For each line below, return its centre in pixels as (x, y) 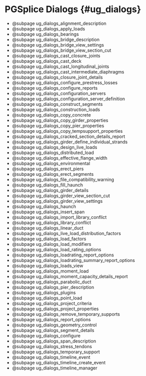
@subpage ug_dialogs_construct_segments (57, 104)
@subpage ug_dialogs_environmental (51, 163)
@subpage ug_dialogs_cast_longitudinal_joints (61, 66)
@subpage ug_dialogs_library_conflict (52, 222)
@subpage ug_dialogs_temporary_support (56, 352)
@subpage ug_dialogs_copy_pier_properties (58, 126)
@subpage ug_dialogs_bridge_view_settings (58, 45)
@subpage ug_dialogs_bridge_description (56, 40)
